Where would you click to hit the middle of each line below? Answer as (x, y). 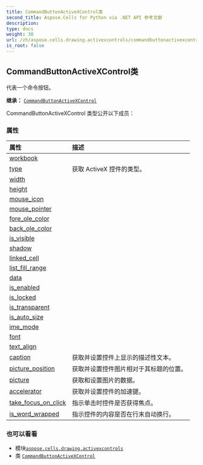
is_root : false (25, 46)
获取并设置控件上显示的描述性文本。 (123, 357)
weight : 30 (20, 35)
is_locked (23, 297)
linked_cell (24, 258)
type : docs (20, 29)
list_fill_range (28, 268)
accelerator (26, 391)
